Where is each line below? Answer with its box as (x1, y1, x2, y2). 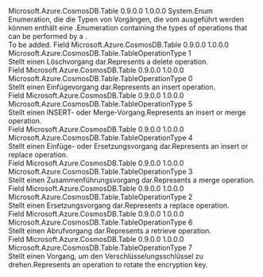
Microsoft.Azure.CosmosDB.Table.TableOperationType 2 (8, 193, 193, 201)
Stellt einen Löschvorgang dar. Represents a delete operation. (8, 57, 209, 66)
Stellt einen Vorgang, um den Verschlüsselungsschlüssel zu (8, 252, 204, 260)
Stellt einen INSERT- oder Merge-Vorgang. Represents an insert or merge (8, 107, 246, 117)
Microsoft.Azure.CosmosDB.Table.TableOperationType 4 (8, 133, 193, 142)
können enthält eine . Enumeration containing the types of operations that (8, 23, 248, 33)
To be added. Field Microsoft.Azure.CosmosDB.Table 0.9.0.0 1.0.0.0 (8, 40, 229, 49)
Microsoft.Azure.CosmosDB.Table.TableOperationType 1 (8, 49, 191, 57)
